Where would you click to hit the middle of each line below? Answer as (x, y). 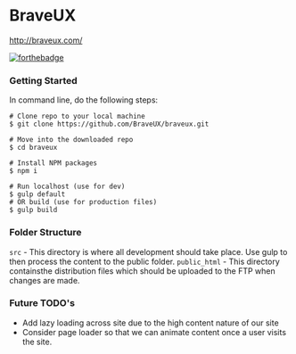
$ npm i (24, 171)
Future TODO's (42, 303)
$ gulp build (33, 210)
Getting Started (43, 80)
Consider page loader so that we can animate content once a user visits (154, 332)
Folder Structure (45, 233)
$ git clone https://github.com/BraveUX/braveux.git (109, 124)
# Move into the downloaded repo (71, 140)
